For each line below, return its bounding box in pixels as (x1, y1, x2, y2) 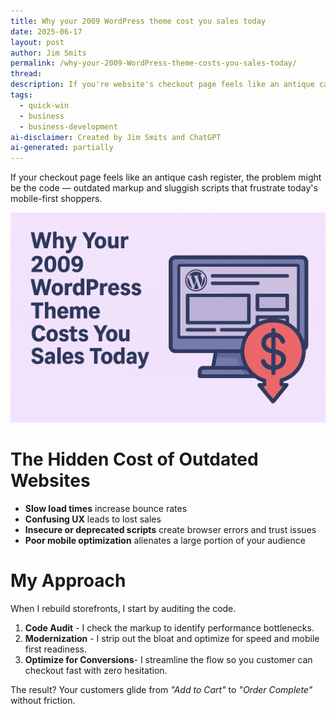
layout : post (10, 37, 65, 47)
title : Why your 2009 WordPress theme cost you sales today (10, 16, 267, 26)
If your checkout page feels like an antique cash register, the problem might (10, 171, 322, 184)
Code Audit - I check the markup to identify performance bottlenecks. (24, 621, 315, 634)
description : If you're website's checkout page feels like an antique (10, 80, 315, 90)
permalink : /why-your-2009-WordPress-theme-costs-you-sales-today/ (10, 58, 298, 69)
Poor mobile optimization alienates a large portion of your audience (24, 534, 306, 546)
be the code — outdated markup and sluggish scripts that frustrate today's (10, 182, 318, 194)
